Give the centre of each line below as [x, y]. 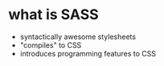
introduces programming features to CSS [88, 53]
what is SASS [53, 15]
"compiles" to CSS [51, 45]
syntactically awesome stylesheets [78, 37]
